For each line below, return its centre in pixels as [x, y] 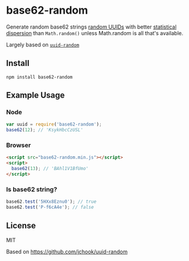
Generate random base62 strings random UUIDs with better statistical [91, 27]
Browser [19, 145]
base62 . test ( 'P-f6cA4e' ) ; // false [50, 207]
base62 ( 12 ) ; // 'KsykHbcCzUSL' [45, 130]
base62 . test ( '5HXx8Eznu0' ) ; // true [51, 202]
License [21, 226]
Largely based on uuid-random [43, 45]
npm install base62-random [39, 77]
